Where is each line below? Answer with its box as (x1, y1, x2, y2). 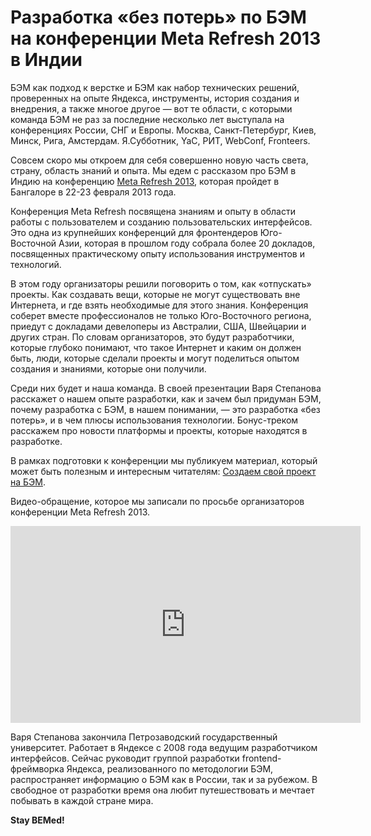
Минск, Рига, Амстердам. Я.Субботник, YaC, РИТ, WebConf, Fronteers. (10, 134, 311, 146)
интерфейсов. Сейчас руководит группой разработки (10, 752, 240, 764)
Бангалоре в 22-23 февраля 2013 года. (10, 186, 177, 198)
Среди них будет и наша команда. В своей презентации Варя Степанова (10, 382, 322, 394)
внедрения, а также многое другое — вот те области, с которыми (10, 102, 293, 115)
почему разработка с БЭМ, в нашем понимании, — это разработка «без (10, 403, 321, 415)
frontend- (241, 752, 282, 764)
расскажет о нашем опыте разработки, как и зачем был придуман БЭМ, (10, 392, 322, 405)
